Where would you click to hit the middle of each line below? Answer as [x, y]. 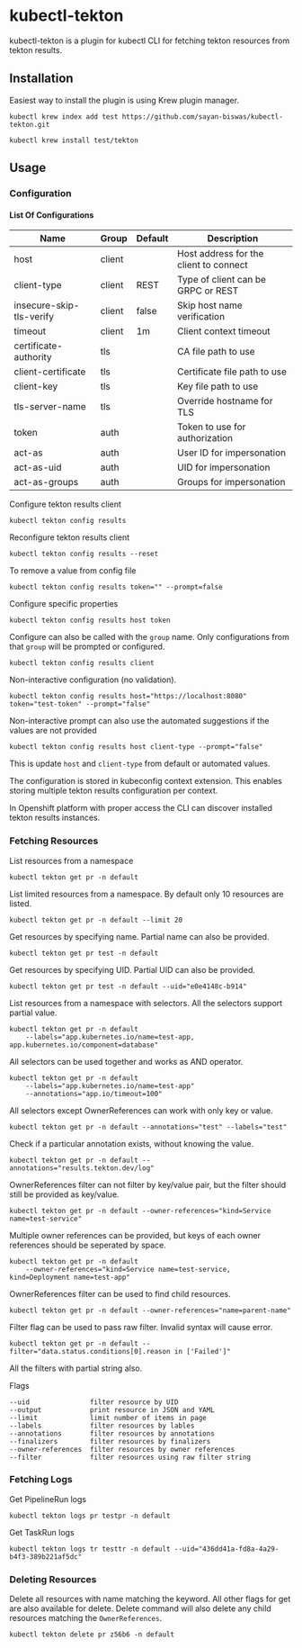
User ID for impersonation [231, 453]
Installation [41, 79]
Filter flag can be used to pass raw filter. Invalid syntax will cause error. [141, 1327]
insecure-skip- [47, 305]
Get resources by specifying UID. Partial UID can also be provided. [133, 969]
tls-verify [34, 317]
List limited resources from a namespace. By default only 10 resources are [147, 894]
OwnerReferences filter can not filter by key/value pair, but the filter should [148, 1184]
